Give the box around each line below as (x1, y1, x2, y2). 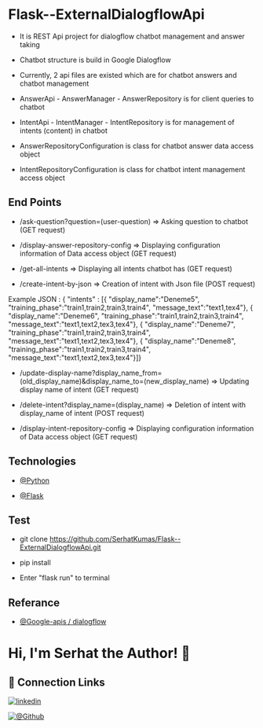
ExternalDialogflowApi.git (19, 542, 101, 552)
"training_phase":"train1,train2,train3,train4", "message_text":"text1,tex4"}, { (8, 303, 254, 312)
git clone (19, 535, 49, 544)
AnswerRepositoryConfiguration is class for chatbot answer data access (19, 141, 254, 150)
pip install (19, 558, 51, 568)
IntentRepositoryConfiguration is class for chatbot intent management (19, 164, 246, 174)
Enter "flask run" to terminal (19, 573, 110, 583)
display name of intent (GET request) (19, 384, 139, 394)
